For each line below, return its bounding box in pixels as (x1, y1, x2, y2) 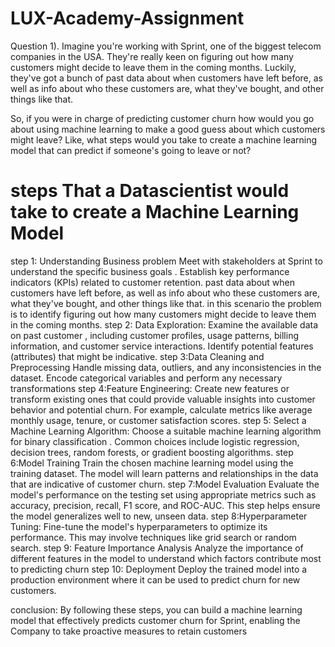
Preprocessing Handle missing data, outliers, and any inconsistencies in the (10, 361, 322, 373)
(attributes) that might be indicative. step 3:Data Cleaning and (10, 350, 265, 362)
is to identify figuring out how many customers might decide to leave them (10, 308, 317, 320)
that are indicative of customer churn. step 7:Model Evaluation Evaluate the (10, 478, 320, 490)
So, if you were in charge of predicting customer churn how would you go (10, 112, 315, 124)
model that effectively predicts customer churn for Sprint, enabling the (10, 614, 301, 626)
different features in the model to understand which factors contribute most (10, 552, 322, 564)
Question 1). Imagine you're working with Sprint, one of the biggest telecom (10, 40, 322, 52)
